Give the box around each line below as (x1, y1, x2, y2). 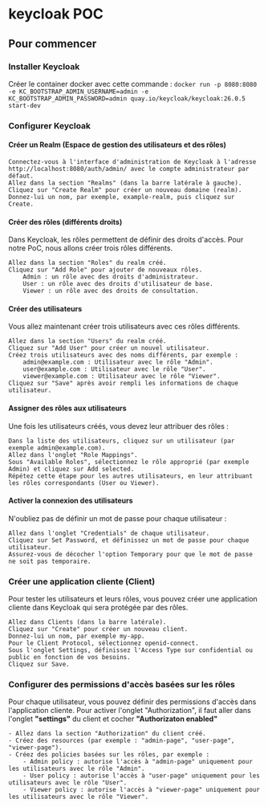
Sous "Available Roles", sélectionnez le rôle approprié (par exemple (8, 458, 250, 466)
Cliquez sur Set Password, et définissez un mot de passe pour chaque (8, 536, 250, 544)
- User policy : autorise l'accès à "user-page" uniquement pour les (22, 772, 261, 780)
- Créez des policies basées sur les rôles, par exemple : (8, 751, 210, 759)
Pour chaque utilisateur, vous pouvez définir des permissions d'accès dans (8, 697, 257, 707)
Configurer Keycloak (8, 120, 91, 131)
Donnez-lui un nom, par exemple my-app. (8, 632, 146, 641)
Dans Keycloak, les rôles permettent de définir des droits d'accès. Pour (8, 234, 244, 245)
